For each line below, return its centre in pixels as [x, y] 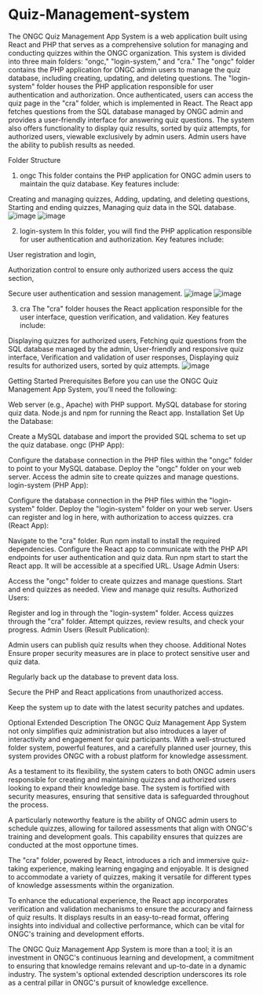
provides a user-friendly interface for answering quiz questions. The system [131, 120]
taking [18, 868]
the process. [28, 805]
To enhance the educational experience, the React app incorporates [118, 900]
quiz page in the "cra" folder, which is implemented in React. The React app [130, 103]
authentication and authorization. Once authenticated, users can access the [131, 94]
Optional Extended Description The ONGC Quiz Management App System [127, 722]
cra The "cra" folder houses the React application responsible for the [131, 308]
